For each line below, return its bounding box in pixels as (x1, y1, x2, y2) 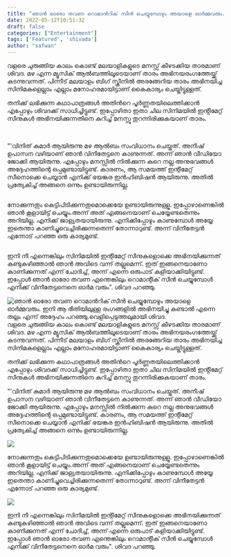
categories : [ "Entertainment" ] (7, 29, 98, 37)
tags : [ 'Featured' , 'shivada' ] (7, 36, 98, 43)
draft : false (7, 23, 45, 30)
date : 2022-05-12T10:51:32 (7, 17, 85, 24)
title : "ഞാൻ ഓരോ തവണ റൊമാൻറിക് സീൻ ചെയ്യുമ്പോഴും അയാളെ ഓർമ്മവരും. (7, 10, 225, 17)
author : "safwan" (7, 42, 57, 49)
